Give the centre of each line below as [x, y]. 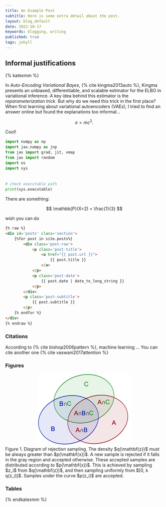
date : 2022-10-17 [23, 27]
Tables [14, 488]
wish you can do [22, 219]
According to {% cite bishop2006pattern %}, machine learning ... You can [81, 347]
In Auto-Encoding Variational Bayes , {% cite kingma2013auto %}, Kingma [81, 85]
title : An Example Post [30, 11]
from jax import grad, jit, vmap [40, 152]
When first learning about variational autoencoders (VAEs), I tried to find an [83, 106]
